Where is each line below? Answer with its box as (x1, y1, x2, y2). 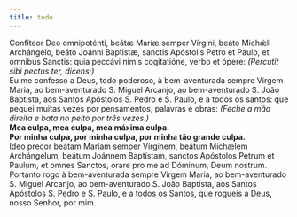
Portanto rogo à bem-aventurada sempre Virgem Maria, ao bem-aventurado (9, 169, 286, 180)
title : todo (9, 12, 53, 22)
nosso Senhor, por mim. (9, 197, 97, 208)
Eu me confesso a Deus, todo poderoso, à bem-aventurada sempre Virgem (9, 74, 284, 85)
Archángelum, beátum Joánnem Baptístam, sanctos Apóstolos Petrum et (9, 150, 275, 160)
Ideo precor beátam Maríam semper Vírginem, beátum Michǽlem (9, 141, 248, 151)
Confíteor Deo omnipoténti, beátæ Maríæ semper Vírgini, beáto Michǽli (9, 37, 271, 48)
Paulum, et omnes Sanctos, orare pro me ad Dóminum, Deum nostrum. (9, 159, 268, 170)
